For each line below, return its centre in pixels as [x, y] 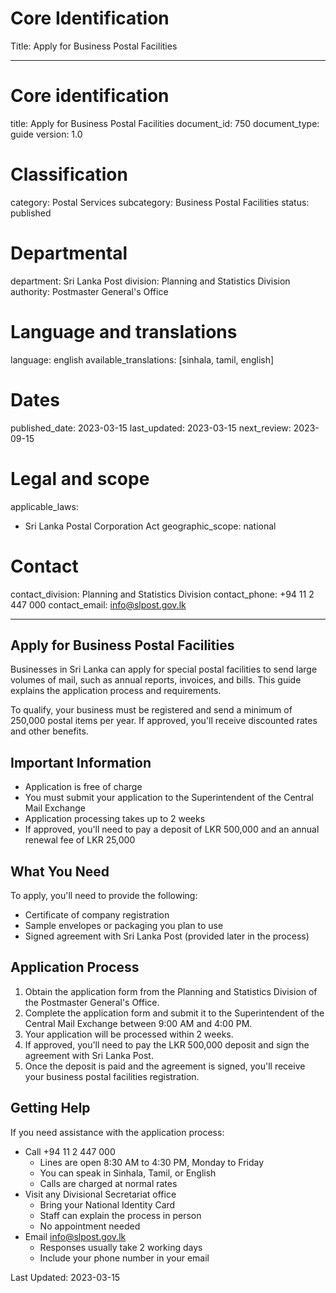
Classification [69, 174]
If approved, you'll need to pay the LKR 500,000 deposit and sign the [167, 1044]
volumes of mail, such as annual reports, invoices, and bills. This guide [156, 680]
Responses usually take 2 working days [121, 1247]
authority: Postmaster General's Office [89, 291]
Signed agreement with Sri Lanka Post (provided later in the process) [167, 936]
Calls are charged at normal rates [108, 1183]
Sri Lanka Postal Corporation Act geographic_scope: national [150, 526]
